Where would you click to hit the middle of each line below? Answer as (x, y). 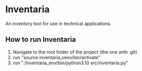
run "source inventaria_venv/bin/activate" (56, 57)
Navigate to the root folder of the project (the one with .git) (75, 52)
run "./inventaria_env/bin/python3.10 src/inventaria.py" (70, 63)
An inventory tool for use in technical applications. (58, 23)
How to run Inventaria (41, 40)
